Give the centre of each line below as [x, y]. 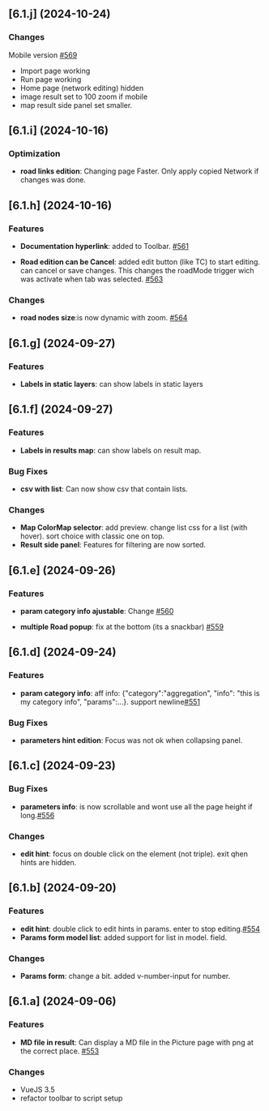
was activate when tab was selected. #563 [92, 279]
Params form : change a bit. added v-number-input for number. [125, 976]
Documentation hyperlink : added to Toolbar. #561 [104, 247]
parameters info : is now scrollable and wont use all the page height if [136, 806]
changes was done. [53, 180]
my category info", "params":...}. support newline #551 [110, 701]
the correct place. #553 [60, 1051]
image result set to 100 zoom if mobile [84, 97]
